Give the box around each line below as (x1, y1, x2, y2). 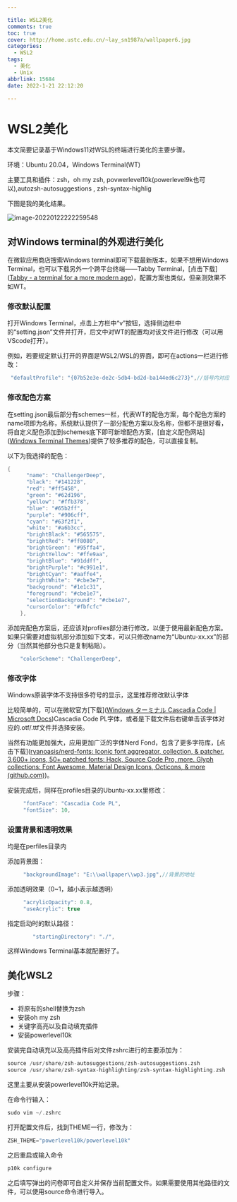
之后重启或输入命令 (7, 1150, 63, 1159)
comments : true (7, 23, 52, 30)
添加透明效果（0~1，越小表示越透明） (7, 884, 117, 893)
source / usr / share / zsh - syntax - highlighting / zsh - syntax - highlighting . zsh (7, 1066, 226, 1074)
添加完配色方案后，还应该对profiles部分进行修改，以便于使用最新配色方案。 (7, 623, 227, 632)
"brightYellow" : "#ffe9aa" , (25, 551, 109, 558)
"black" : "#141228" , (25, 479, 87, 486)
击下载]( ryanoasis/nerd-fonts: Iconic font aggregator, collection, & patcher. (7, 747, 224, 755)
